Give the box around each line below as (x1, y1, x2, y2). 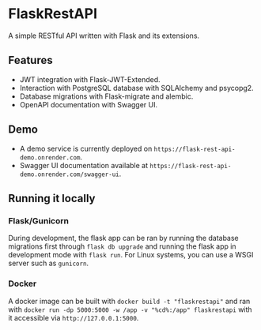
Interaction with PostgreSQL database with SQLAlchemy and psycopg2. (19, 83, 255, 92)
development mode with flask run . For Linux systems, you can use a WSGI (8, 250, 254, 260)
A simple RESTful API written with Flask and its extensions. (8, 31, 200, 40)
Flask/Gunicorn (8, 215, 70, 226)
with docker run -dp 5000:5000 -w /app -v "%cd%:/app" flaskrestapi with (8, 305, 252, 314)
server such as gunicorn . (8, 258, 89, 268)
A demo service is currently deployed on (19, 144, 153, 153)
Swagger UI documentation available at (19, 160, 149, 170)
